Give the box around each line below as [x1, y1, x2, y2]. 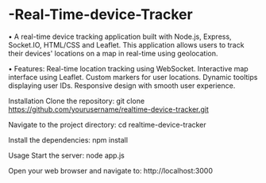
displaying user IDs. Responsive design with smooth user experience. [8, 81, 236, 90]
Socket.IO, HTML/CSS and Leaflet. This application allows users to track [8, 40, 245, 49]
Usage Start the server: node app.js [8, 151, 125, 160]
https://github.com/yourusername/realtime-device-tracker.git [8, 105, 209, 114]
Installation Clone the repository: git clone [8, 96, 145, 105]
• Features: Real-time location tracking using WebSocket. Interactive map [8, 63, 249, 73]
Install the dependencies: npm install [8, 135, 129, 144]
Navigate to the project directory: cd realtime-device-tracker [8, 120, 206, 129]
